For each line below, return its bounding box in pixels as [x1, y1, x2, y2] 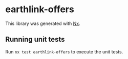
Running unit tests [5, 35, 65, 44]
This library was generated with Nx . [5, 20, 80, 26]
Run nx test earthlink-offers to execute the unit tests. [5, 48, 123, 54]
